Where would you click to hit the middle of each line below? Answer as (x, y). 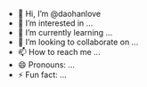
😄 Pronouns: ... (46, 65)
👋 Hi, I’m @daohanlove (59, 14)
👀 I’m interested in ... (55, 23)
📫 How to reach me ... (59, 52)
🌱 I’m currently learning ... (65, 32)
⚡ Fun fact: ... (42, 75)
